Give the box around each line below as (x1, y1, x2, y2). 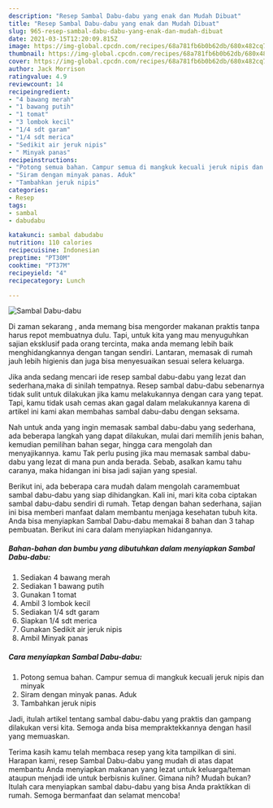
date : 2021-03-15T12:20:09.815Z (8, 34, 118, 43)
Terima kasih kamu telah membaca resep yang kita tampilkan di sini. (8, 747, 237, 757)
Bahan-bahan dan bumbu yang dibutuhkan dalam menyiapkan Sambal (8, 543, 255, 553)
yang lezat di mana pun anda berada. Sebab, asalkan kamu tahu (27, 457, 242, 467)
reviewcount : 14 (8, 80, 63, 88)
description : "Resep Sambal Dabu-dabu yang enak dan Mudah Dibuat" (8, 11, 242, 20)
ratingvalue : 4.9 (8, 72, 67, 81)
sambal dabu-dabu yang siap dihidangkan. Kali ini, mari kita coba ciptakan (8, 490, 258, 500)
